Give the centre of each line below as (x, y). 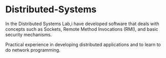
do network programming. (33, 50)
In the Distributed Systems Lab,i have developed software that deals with (82, 24)
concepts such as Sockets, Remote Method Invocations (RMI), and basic (82, 29)
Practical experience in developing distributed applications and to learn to (83, 44)
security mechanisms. (29, 34)
